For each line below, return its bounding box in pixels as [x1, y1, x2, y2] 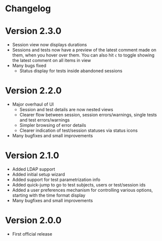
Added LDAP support [12, 166, 55, 172]
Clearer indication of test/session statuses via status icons [19, 127, 138, 133]
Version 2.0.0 [5, 215, 62, 226]
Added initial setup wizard [12, 172, 65, 177]
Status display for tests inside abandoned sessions [19, 68, 123, 74]
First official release [12, 231, 53, 237]
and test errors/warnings [19, 117, 70, 123]
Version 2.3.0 [5, 26, 62, 37]
